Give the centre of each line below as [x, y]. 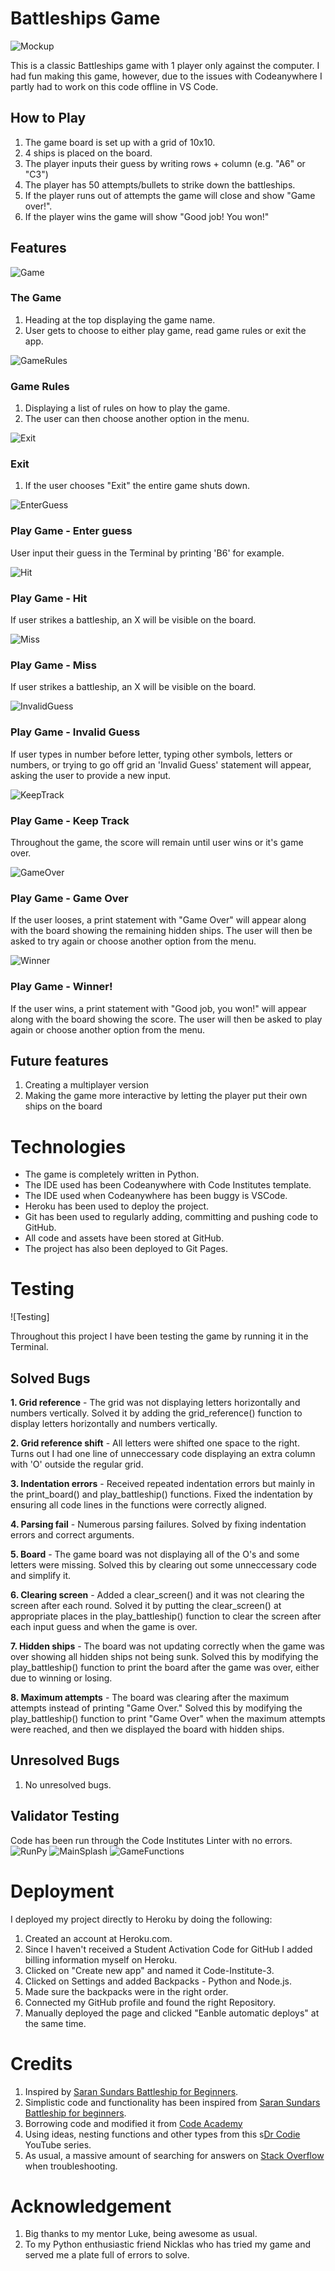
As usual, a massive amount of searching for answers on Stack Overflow [174, 2155]
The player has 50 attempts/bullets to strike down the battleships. [160, 184]
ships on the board [63, 1106]
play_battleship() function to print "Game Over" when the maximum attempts [168, 1719]
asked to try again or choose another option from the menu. [133, 941]
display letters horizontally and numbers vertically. [114, 1424]
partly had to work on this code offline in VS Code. [114, 86]
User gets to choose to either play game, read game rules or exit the [165, 330]
